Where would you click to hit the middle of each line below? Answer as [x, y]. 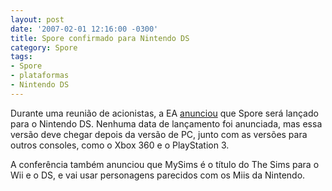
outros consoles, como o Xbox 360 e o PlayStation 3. [120, 145]
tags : [21, 57]
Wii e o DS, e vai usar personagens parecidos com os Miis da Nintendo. [158, 175]
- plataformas [40, 76]
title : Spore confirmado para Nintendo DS [100, 38]
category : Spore [44, 47]
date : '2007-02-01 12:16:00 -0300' [84, 29]
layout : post [37, 19]
